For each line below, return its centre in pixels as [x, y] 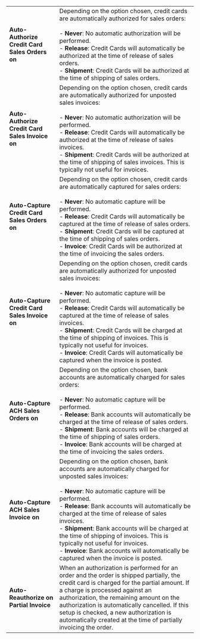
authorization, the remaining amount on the [119, 598]
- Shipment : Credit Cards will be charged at [121, 330]
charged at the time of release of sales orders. [124, 422]
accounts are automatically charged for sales [122, 377]
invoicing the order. [86, 627]
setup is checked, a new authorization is [115, 612]
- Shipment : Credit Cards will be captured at [122, 231]
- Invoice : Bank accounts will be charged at [121, 444]
